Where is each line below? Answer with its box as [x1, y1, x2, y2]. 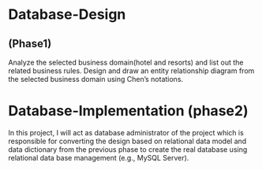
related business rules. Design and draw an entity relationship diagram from [8, 66, 255, 76]
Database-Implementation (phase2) [8, 102, 249, 120]
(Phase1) [8, 37, 52, 50]
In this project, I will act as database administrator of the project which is [8, 128, 245, 137]
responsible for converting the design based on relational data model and [8, 136, 247, 146]
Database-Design [8, 6, 126, 24]
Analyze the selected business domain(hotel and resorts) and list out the [8, 57, 244, 67]
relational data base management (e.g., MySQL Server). [8, 153, 189, 162]
